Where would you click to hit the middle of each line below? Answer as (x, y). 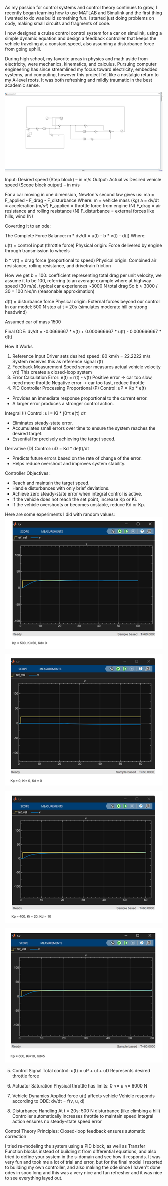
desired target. (27, 433)
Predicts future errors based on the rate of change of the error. (77, 458)
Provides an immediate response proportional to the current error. (80, 398)
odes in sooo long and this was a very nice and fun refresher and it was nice (84, 1172)
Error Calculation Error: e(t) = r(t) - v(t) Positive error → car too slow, (83, 377)
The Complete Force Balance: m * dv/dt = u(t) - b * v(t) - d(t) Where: (75, 235)
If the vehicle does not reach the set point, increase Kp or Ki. (75, 499)
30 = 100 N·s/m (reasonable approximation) (50, 291)
